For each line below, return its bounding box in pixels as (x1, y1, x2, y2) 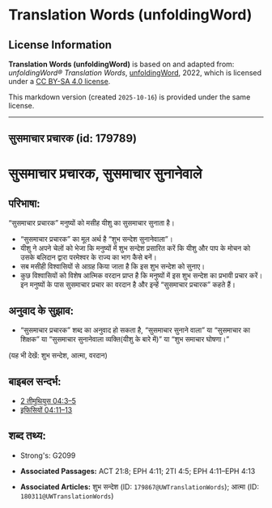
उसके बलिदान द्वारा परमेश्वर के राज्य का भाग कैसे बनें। (19, 252, 157, 262)
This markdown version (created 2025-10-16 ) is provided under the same (8, 92, 251, 102)
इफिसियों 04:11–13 (19, 405, 73, 415)
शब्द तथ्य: (8, 429, 46, 442)
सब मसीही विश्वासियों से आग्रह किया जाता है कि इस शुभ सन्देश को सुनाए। (19, 261, 205, 272)
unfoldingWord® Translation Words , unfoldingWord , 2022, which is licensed (8, 68, 261, 78)
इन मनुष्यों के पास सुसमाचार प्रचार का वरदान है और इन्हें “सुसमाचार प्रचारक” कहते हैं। (19, 280, 236, 290)
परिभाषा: (8, 197, 40, 210)
